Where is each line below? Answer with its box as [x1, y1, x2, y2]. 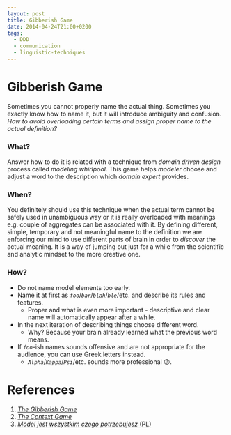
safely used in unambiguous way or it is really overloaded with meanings [7, 213, 216, 222]
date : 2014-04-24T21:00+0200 [7, 23, 92, 30]
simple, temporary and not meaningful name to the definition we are [7, 228, 202, 236]
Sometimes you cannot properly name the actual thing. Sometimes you [7, 102, 211, 110]
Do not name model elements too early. [17, 283, 131, 291]
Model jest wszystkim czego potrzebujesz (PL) [17, 420, 152, 428]
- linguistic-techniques [13, 49, 86, 56]
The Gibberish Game [17, 405, 77, 413]
